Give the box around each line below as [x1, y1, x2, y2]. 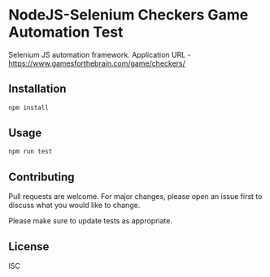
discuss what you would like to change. [8, 201, 141, 210]
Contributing [8, 170, 75, 184]
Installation [8, 82, 67, 96]
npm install [8, 103, 49, 111]
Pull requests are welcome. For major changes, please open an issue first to [8, 192, 263, 201]
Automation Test [8, 23, 124, 41]
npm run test [8, 148, 53, 156]
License [8, 240, 50, 253]
